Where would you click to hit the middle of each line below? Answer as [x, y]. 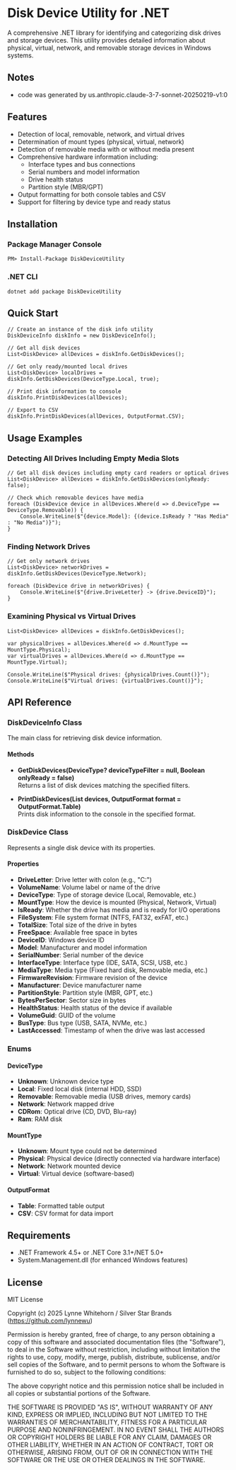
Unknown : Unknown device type [66, 1081]
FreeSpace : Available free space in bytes [77, 932]
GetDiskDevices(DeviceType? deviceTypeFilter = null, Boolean [111, 770]
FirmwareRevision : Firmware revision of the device [93, 978]
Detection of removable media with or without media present [106, 149]
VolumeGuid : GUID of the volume [66, 1015]
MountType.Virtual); [38, 662]
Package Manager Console [55, 244]
